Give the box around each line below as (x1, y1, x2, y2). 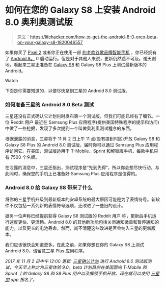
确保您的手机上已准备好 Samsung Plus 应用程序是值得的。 (22, 171, 140, 177)
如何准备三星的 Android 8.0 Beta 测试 (5, 101, 94, 108)
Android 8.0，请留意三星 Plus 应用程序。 (5, 248, 87, 254)
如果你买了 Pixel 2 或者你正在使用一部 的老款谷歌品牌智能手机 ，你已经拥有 (5, 49, 157, 55)
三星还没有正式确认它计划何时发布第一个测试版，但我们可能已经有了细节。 (5, 113, 156, 119)
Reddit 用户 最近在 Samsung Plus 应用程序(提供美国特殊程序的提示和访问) (10, 120, 160, 125)
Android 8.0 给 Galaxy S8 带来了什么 (5, 184, 93, 191)
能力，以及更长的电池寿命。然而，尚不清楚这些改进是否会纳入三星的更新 (5, 225, 151, 231)
